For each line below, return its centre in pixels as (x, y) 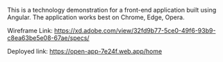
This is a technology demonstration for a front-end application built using (112, 10)
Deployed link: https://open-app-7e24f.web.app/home (85, 51)
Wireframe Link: (30, 31)
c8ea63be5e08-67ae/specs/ (48, 38)
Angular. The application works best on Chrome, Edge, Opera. (96, 17)
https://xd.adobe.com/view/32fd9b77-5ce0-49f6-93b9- (135, 31)
